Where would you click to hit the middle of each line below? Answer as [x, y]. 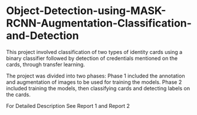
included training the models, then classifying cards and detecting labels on [98, 88]
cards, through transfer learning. [46, 64]
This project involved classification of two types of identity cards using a [94, 52]
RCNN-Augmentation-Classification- [99, 23]
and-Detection [42, 36]
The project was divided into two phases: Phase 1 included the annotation [96, 76]
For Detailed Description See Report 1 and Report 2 [68, 106]
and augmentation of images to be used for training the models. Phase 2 [94, 82]
